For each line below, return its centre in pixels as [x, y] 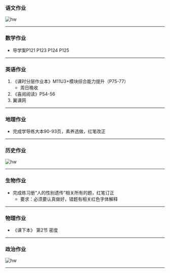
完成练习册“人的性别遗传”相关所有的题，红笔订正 [63, 192]
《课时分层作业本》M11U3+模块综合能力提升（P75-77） [71, 81]
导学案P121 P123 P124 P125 [41, 50]
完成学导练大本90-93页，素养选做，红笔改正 [59, 131]
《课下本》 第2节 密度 [35, 230]
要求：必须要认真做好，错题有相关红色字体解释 [69, 199]
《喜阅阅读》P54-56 [34, 94]
